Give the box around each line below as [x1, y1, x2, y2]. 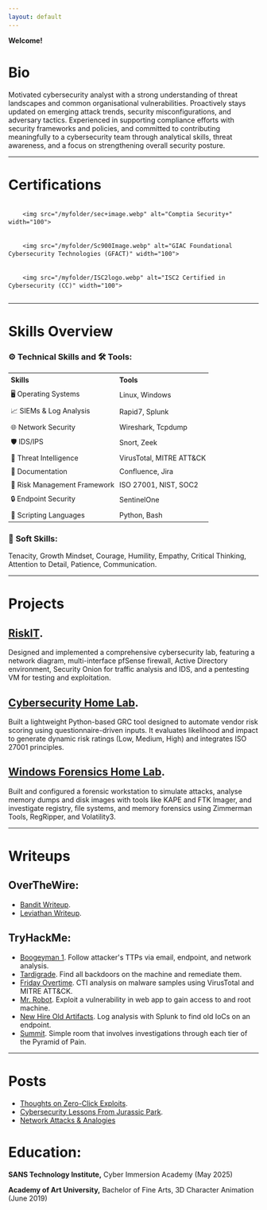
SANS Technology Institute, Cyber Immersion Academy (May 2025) [8, 1169, 233, 1179]
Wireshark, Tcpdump [118, 422, 188, 432]
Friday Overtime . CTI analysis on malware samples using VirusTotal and [19, 978, 254, 987]
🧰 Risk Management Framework [10, 479, 115, 489]
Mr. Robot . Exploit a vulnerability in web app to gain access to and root [19, 995, 251, 1004]
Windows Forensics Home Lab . [8, 766, 165, 779]
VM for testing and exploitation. [8, 673, 111, 683]
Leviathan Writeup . [19, 908, 82, 917]
